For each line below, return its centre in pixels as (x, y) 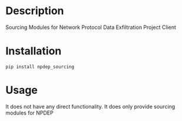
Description (35, 11)
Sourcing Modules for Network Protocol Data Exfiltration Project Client (91, 27)
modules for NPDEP (29, 113)
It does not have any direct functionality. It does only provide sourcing (90, 106)
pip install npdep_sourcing (40, 67)
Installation (34, 51)
